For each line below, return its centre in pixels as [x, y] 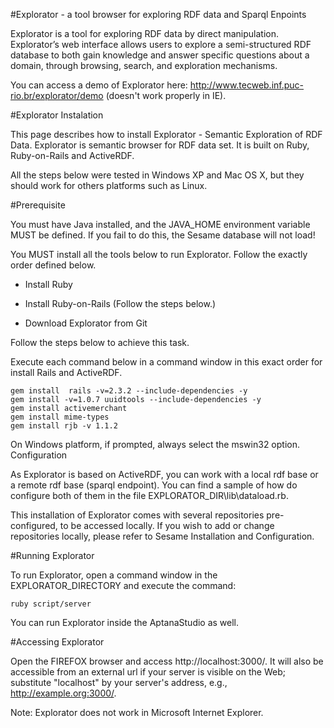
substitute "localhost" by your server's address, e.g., [119, 682]
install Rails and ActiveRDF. [66, 372]
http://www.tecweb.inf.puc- [247, 85]
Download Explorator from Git [86, 323]
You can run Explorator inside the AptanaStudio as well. [125, 622]
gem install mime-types [60, 417]
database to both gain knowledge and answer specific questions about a [160, 55]
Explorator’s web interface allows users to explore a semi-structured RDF [161, 44]
